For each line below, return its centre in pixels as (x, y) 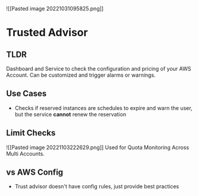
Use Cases (26, 94)
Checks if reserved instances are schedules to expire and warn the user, (103, 108)
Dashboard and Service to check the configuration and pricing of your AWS (99, 69)
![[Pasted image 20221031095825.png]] (55, 9)
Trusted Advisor (47, 33)
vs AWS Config (35, 173)
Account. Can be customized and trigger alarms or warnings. (81, 75)
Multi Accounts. (25, 153)
